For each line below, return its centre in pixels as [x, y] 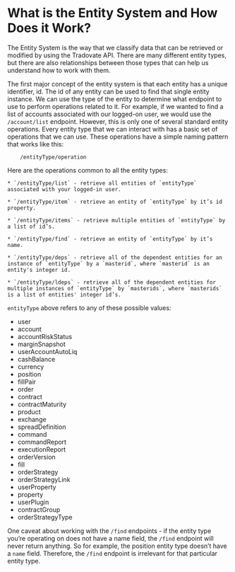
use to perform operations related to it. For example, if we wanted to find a [115, 106]
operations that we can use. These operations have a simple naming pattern [118, 137]
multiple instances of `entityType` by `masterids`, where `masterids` [115, 288]
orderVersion [37, 457]
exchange [32, 419]
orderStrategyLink [44, 479]
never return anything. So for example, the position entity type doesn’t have [117, 546]
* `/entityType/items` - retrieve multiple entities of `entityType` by [116, 220]
